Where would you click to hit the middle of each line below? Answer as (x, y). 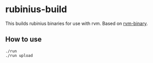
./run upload (19, 55)
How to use (23, 39)
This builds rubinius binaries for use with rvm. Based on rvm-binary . (76, 23)
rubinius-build (36, 9)
